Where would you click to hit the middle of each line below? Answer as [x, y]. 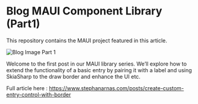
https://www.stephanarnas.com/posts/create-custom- [117, 88]
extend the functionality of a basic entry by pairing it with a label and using [99, 70]
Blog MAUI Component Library [84, 11]
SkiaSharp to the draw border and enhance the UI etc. [73, 76]
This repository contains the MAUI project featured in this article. [87, 40]
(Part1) [23, 24]
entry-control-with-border [39, 94]
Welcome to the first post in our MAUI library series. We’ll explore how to [97, 64]
